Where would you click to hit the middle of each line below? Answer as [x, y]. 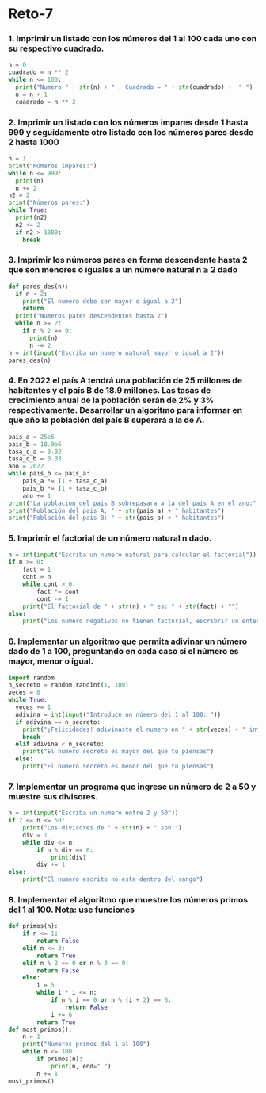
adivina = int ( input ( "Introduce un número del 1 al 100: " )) [118, 714]
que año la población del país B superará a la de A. [106, 420]
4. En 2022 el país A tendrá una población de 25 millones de [125, 380]
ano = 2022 [26, 466]
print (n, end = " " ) [81, 1066]
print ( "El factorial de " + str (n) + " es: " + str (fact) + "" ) [131, 606]
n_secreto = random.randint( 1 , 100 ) [68, 685]
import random [32, 678]
